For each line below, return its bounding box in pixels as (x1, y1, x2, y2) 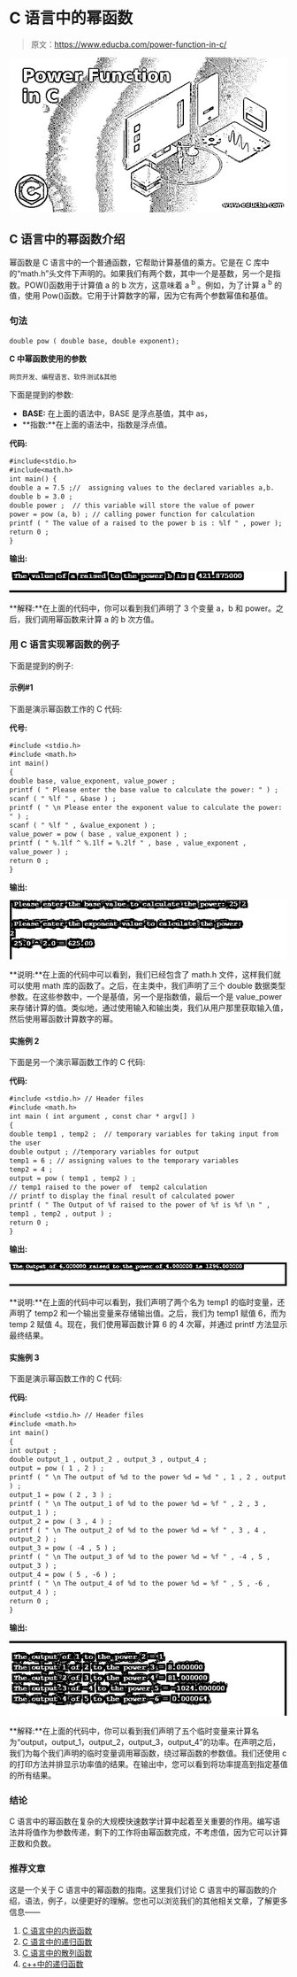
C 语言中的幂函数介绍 (9, 232, 126, 247)
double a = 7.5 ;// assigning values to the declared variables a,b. (9, 483, 275, 492)
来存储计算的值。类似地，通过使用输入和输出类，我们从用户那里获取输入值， (9, 1002, 288, 1013)
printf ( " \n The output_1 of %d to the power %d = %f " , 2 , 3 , (9, 1500, 267, 1509)
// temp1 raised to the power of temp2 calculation (9, 1183, 208, 1192)
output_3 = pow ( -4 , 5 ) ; (9, 1544, 117, 1553)
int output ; (9, 1447, 57, 1456)
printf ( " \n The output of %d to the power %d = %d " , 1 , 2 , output (9, 1473, 287, 1482)
